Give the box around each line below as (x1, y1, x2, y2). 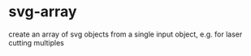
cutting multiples (8, 37, 65, 47)
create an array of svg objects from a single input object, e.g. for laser (8, 29, 243, 39)
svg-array (8, 2, 77, 21)
